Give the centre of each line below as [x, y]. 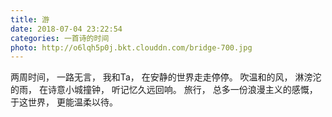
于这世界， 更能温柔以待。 [64, 102]
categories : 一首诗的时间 [60, 38]
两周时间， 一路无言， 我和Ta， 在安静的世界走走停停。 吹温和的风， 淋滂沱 [166, 77]
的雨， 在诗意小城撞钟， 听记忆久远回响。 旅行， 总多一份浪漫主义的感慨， [164, 90]
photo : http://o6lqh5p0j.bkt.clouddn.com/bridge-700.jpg [131, 47]
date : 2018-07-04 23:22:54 [66, 29]
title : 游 [30, 19]
